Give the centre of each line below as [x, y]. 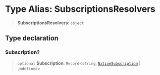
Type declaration [32, 38]
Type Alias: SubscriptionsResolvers [80, 9]
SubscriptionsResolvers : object [51, 23]
